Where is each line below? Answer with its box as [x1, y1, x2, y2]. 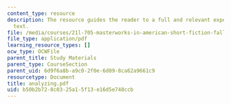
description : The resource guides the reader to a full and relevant [7, 16, 211, 23]
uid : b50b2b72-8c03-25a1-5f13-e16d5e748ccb [7, 86, 134, 93]
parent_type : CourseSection [7, 61, 88, 68]
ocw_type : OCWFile [7, 49, 60, 55]
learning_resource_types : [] [7, 42, 91, 49]
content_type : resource [7, 10, 76, 17]
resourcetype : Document [7, 73, 76, 81]
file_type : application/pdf [7, 36, 88, 42]
